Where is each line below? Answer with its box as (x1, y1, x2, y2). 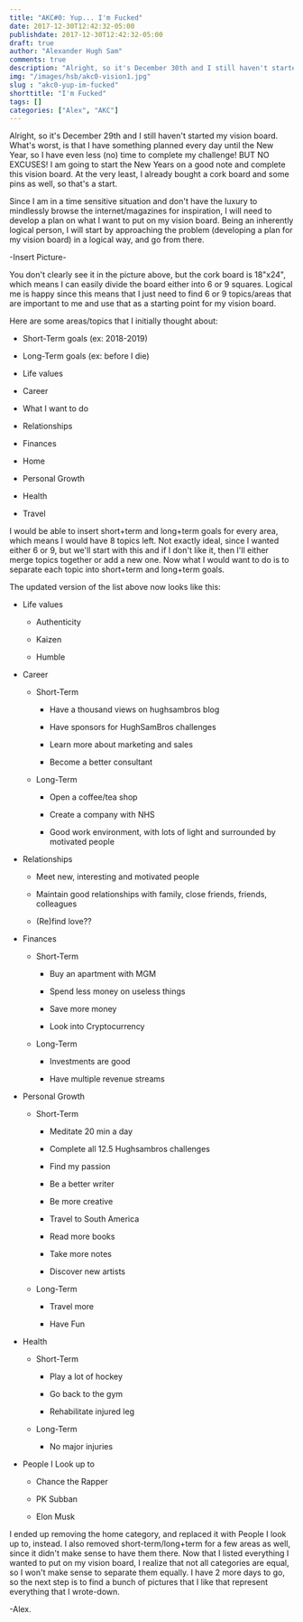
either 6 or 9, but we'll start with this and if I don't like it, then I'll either (9, 545, 269, 556)
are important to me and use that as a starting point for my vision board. (9, 298, 277, 309)
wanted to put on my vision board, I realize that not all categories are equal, (9, 1558, 289, 1569)
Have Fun (49, 1318, 86, 1329)
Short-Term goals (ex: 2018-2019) (22, 333, 149, 344)
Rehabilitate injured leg (49, 1406, 135, 1417)
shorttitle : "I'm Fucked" (9, 89, 106, 98)
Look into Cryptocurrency (49, 1021, 145, 1032)
